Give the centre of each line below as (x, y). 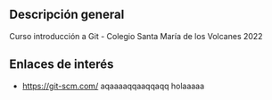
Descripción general (67, 15)
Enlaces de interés (62, 65)
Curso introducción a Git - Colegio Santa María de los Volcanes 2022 (136, 36)
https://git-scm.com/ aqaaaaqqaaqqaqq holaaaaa (113, 86)
